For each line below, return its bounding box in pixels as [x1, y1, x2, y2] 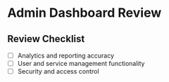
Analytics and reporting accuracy [17, 51, 115, 60]
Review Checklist [7, 33, 85, 45]
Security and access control [17, 67, 100, 76]
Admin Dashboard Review [7, 5, 162, 21]
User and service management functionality [17, 60, 145, 68]
